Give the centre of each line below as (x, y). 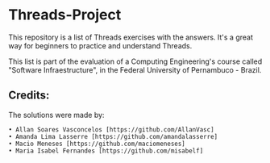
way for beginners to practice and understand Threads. (100, 45)
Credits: (29, 96)
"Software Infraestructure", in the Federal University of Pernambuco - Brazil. (135, 69)
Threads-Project (65, 15)
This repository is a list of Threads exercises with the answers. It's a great (131, 37)
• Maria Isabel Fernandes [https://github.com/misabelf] (106, 151)
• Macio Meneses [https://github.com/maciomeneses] (97, 144)
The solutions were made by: (56, 115)
